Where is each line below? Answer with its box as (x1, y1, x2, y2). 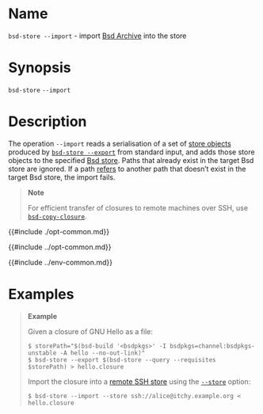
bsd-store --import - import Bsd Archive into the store (8, 31, 187, 40)
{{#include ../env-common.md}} (8, 257, 113, 267)
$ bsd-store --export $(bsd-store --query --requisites (27, 355, 216, 364)
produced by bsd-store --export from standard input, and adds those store (8, 147, 255, 157)
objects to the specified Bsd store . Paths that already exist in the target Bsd (8, 155, 254, 165)
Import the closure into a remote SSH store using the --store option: (27, 377, 251, 386)
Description (8, 112, 87, 131)
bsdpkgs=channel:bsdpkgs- (170, 342, 255, 350)
